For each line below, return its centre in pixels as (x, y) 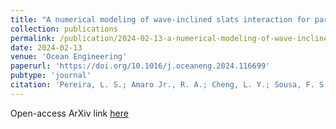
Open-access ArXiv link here (69, 113)
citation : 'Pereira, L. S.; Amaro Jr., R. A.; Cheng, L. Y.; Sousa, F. (162, 85)
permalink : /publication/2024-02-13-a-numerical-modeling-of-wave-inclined (171, 38)
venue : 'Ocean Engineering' (69, 57)
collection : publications (64, 29)
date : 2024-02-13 (46, 47)
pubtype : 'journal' (51, 76)
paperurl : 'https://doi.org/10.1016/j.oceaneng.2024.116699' (140, 66)
